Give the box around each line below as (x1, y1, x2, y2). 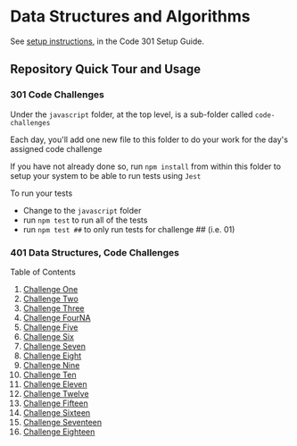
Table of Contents (10, 266, 77, 277)
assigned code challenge (10, 143, 103, 154)
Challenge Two (22, 293, 78, 304)
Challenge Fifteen (22, 398, 88, 408)
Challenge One (22, 283, 78, 294)
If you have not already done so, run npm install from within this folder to (10, 161, 282, 172)
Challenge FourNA (22, 312, 92, 323)
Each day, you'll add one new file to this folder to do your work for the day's (10, 134, 289, 145)
